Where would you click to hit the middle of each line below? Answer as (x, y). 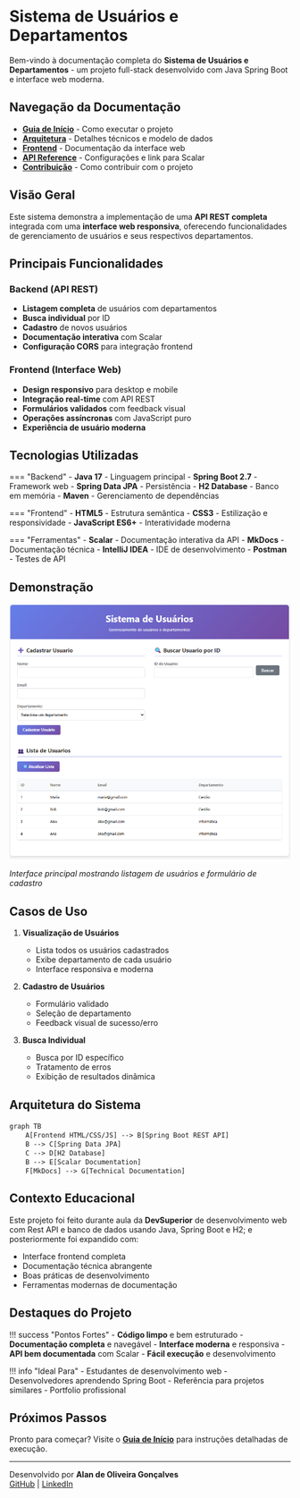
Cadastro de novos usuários (75, 327)
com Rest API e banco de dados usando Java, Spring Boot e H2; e (131, 1229)
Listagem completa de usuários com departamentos (119, 309)
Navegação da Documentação (95, 108)
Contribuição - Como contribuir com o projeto (108, 166)
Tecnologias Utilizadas (74, 455)
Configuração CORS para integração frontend (108, 347)
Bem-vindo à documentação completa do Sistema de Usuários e (129, 60)
